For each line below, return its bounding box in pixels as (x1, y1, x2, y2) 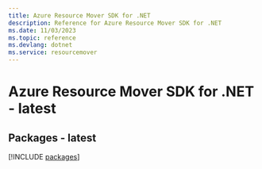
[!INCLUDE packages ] (8, 152, 80, 161)
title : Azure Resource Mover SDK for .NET (8, 11, 151, 20)
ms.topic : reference (8, 33, 77, 42)
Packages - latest (8, 131, 97, 144)
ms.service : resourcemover (8, 48, 98, 56)
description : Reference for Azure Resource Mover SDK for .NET (8, 19, 222, 27)
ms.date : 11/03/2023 (8, 26, 77, 34)
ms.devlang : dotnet (8, 41, 73, 49)
